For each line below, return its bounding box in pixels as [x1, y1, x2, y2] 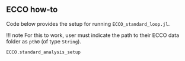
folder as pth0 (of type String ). [6, 38, 82, 45]
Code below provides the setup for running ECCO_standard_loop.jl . [6, 20, 170, 27]
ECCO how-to [6, 5, 58, 15]
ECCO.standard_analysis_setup [6, 49, 81, 55]
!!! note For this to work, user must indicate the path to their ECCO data [6, 32, 180, 39]
